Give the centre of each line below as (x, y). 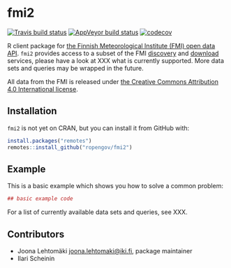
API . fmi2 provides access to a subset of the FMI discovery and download (113, 53)
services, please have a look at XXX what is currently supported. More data (116, 60)
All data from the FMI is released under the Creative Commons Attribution (113, 81)
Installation (32, 111)
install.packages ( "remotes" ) (50, 141)
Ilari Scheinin (36, 258)
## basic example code (40, 199)
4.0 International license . (43, 89)
